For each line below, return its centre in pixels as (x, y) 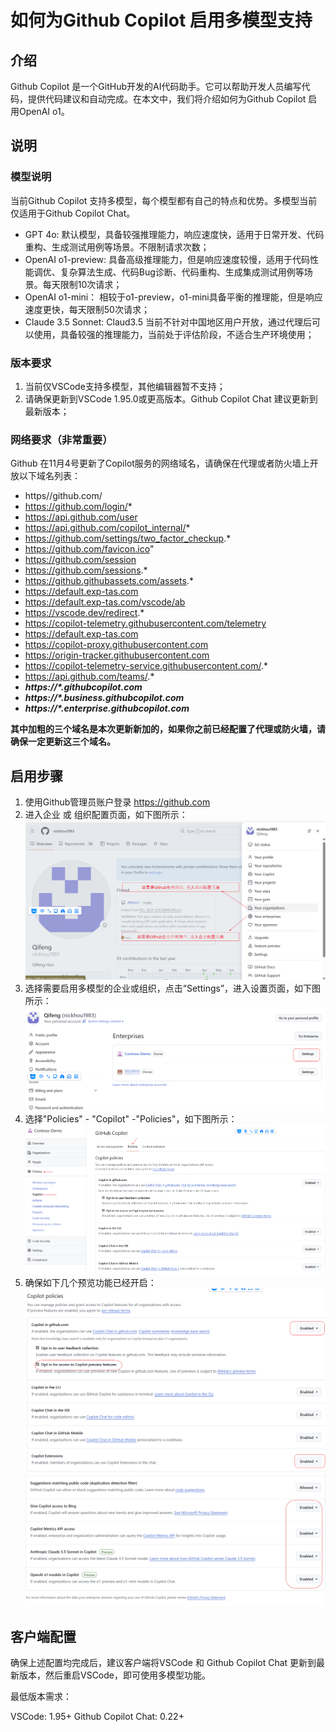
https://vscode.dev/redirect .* (84, 613)
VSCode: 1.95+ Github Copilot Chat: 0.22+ (97, 1716)
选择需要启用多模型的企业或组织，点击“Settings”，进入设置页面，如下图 (173, 988)
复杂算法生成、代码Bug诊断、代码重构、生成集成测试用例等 (182, 272)
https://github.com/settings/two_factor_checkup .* (128, 538)
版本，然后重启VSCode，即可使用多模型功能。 (114, 1675)
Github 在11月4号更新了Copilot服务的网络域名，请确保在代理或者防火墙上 (160, 463)
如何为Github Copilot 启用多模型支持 (161, 20)
